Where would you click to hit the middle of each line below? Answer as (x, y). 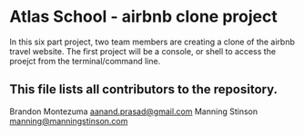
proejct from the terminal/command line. (85, 61)
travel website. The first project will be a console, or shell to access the (142, 51)
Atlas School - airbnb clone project (143, 17)
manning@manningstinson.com (69, 121)
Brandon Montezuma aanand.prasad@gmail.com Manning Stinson (133, 111)
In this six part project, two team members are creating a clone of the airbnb (152, 42)
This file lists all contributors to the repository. (144, 89)
